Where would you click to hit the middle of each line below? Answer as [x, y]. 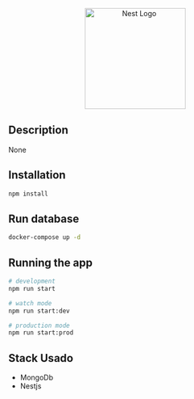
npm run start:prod [41, 333]
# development [32, 281]
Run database [44, 218]
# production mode [39, 325]
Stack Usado [41, 358]
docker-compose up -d [45, 237]
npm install [28, 194]
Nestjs [31, 386]
